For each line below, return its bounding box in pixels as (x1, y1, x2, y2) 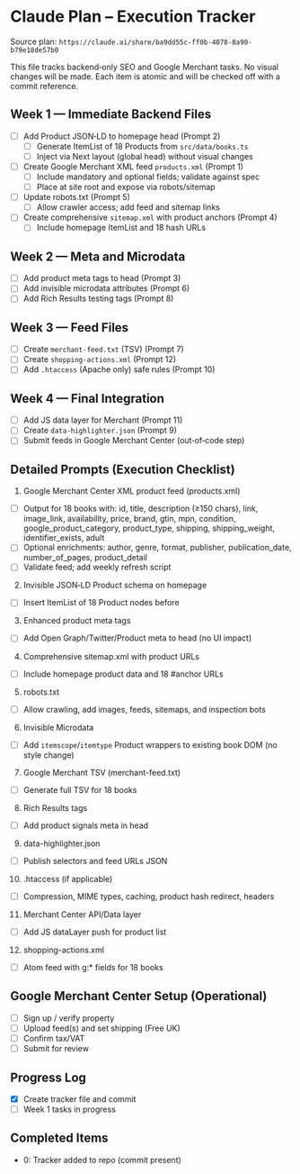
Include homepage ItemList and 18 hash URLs (36, 223, 206, 233)
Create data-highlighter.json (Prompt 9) (22, 425, 178, 436)
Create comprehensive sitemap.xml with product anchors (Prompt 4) (22, 212, 278, 223)
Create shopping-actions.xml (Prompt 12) (22, 354, 177, 365)
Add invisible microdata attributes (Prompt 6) (22, 283, 190, 294)
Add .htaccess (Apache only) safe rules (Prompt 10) (22, 364, 216, 375)
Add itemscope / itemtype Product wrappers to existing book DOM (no (22, 739, 278, 750)
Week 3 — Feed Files (10, 320, 129, 335)
